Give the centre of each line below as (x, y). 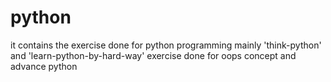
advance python (44, 66)
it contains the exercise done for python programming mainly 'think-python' (166, 45)
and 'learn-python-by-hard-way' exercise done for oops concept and (153, 55)
